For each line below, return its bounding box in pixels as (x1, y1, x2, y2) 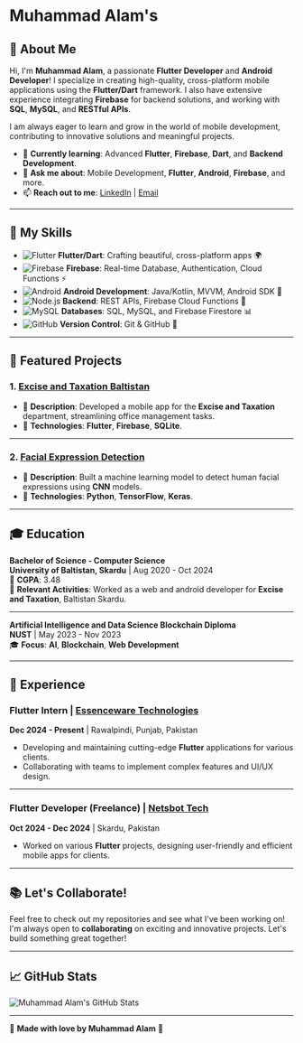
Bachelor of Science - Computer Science (9, 554, 166, 565)
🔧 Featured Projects (9, 353, 123, 368)
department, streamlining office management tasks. (22, 410, 216, 421)
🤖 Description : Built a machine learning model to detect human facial (22, 471, 280, 482)
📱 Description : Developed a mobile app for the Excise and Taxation (22, 401, 275, 412)
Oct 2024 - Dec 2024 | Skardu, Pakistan (9, 823, 161, 833)
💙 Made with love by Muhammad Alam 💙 (9, 1023, 164, 1034)
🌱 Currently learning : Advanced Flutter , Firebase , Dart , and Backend (22, 148, 284, 159)
